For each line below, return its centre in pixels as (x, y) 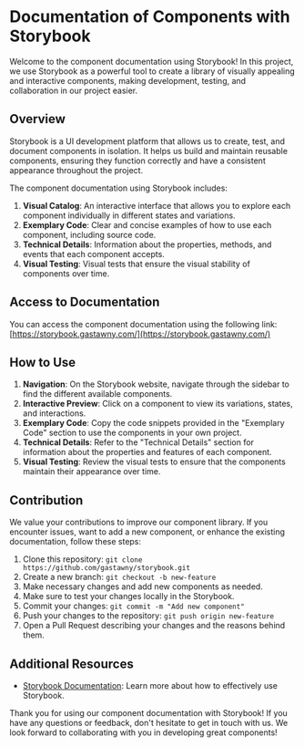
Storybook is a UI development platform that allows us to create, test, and (147, 141)
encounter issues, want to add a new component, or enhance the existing (147, 532)
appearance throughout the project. (76, 170)
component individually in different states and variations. (129, 215)
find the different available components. (97, 394)
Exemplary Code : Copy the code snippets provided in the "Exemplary (153, 423)
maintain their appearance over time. (91, 472)
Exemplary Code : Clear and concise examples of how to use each (147, 224)
